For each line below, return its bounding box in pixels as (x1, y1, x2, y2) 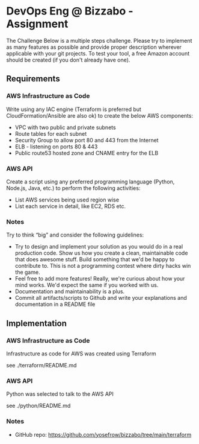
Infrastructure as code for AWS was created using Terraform (6, 350, 156, 357)
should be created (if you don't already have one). (6, 56, 130, 63)
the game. (14, 268, 40, 276)
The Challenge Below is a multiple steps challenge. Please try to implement (6, 37, 192, 44)
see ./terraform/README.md (6, 361, 77, 369)
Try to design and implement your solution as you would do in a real (14, 243, 183, 250)
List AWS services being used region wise (14, 196, 119, 203)
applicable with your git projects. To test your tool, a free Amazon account (6, 49, 190, 57)
